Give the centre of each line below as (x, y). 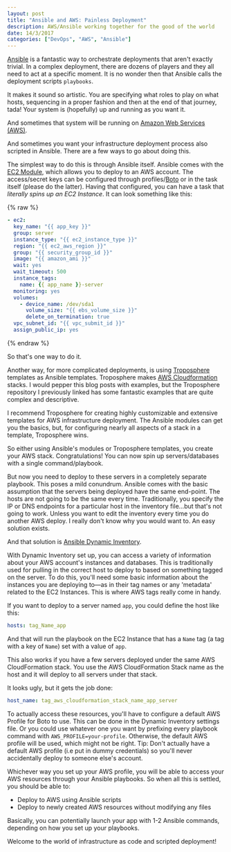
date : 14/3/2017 (30, 33)
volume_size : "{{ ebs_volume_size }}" (81, 310)
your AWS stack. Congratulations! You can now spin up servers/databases (113, 456)
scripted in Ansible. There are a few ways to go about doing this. (99, 151)
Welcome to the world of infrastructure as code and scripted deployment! (112, 841)
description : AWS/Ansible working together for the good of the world (111, 26)
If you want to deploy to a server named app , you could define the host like (113, 605)
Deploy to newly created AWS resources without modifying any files (114, 807)
